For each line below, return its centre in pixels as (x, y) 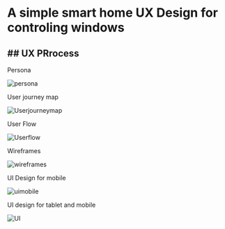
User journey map (33, 97)
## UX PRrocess (43, 53)
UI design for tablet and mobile (52, 205)
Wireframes (24, 151)
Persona (19, 70)
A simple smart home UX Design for (113, 13)
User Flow (22, 124)
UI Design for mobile (37, 178)
